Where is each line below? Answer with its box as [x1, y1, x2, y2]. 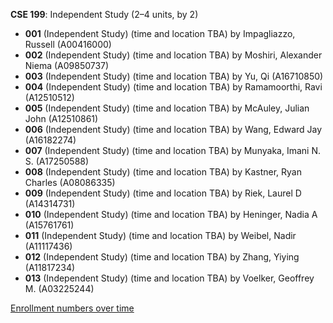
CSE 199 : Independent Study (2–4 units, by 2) [10, 9, 199, 20]
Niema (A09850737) [24, 60, 110, 71]
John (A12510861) [24, 113, 99, 124]
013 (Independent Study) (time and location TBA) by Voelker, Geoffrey [24, 272, 315, 284]
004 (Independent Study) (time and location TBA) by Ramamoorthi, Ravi [24, 81, 323, 93]
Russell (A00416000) [24, 39, 112, 50]
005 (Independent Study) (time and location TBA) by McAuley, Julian [24, 102, 310, 114]
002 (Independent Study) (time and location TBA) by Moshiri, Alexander [24, 49, 323, 61]
